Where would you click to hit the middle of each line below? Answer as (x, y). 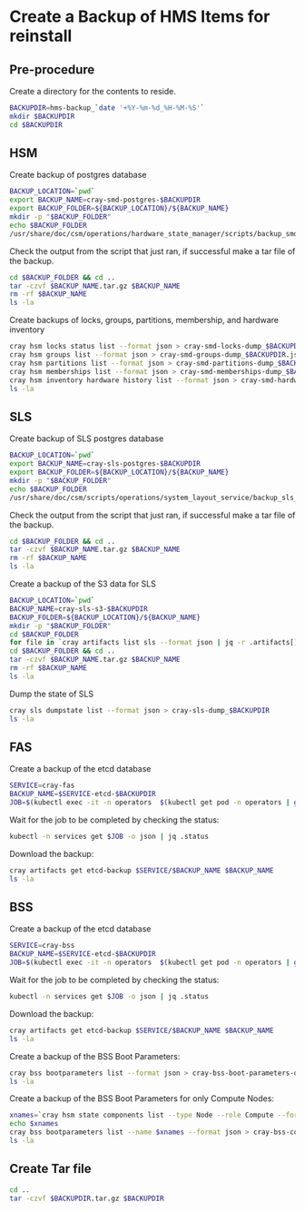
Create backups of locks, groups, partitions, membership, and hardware (144, 320)
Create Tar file (51, 1169)
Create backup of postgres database (78, 175)
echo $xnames (34, 1124)
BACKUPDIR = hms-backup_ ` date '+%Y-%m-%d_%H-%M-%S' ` (107, 108)
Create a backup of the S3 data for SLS (83, 584)
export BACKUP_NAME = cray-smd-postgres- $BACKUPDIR (105, 200)
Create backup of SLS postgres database (87, 438)
